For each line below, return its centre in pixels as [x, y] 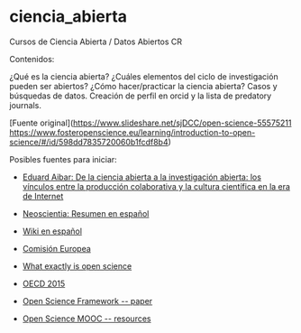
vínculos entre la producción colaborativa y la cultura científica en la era [156, 186]
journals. [26, 105]
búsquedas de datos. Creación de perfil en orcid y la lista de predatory [141, 96]
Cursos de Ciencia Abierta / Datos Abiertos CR [96, 42]
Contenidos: [32, 59]
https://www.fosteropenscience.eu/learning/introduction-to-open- [132, 132]
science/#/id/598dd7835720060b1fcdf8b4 [89, 142]
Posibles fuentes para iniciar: [63, 159]
